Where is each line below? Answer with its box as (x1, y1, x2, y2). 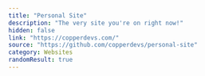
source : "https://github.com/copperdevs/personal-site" (8, 41, 198, 49)
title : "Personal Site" (8, 11, 88, 20)
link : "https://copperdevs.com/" (8, 33, 120, 42)
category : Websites (8, 48, 73, 56)
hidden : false (8, 26, 56, 34)
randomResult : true (8, 56, 73, 64)
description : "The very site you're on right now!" (8, 19, 183, 27)
